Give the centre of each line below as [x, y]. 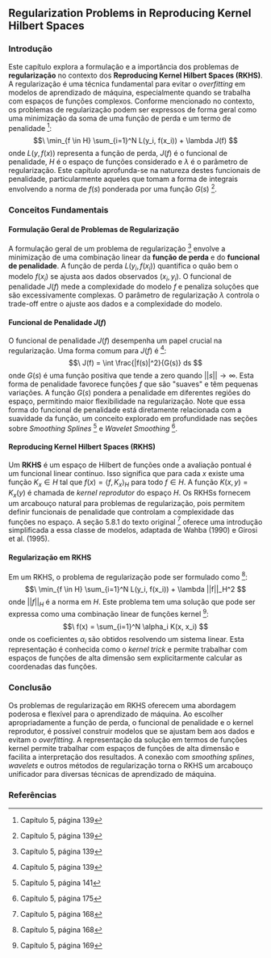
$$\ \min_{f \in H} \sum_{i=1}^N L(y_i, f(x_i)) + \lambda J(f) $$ [135, 141]
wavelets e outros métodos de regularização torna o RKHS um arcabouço [131, 765]
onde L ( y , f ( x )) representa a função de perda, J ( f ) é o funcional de [118, 154]
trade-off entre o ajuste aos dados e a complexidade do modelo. [115, 304]
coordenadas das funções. [53, 667]
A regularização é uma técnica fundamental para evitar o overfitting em [127, 83]
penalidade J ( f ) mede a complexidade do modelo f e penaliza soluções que [134, 287]
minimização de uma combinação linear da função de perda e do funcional [134, 257]
